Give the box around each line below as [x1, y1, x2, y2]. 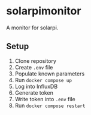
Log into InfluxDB [14, 83, 58, 90]
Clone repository [14, 57, 57, 64]
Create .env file [14, 63, 53, 71]
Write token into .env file [14, 95, 76, 102]
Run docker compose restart [14, 102, 86, 109]
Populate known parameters [14, 70, 85, 77]
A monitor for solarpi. [6, 24, 59, 31]
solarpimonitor [6, 4, 81, 18]
